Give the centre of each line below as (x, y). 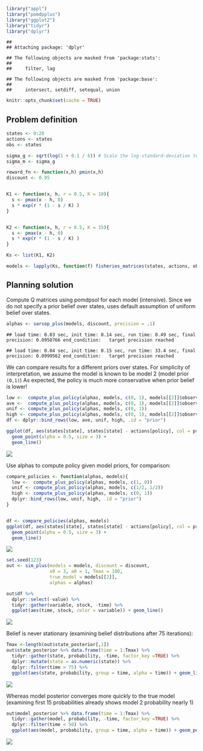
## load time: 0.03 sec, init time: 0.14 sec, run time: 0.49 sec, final (101, 335)
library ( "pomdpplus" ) (34, 14)
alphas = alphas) (71, 582)
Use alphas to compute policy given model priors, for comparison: (89, 465)
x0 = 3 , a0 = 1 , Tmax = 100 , (86, 571)
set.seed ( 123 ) (24, 560)
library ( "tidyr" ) (28, 25)
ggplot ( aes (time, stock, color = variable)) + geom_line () (88, 611)
